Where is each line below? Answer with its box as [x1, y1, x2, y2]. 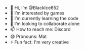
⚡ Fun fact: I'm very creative [10, 39, 69, 45]
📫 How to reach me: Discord [10, 26, 71, 32]
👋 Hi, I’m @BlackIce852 [10, 5, 59, 10]
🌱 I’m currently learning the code [10, 15, 78, 21]
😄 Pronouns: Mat [10, 33, 47, 39]
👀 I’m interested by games [10, 10, 65, 16]
